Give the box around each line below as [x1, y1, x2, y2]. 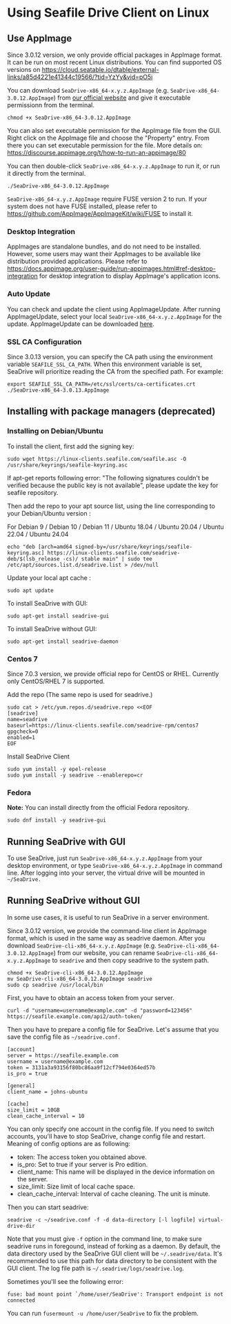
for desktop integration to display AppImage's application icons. [39, 272, 221, 280]
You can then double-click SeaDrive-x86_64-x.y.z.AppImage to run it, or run [7, 162, 221, 170]
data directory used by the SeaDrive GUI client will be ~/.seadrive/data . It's [7, 1249, 223, 1258]
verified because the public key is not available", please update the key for [7, 481, 219, 489]
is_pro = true [7, 1070, 48, 1077]
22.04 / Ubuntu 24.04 [7, 529, 69, 538]
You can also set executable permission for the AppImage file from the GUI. [7, 127, 222, 134]
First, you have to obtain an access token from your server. [7, 993, 174, 1001]
